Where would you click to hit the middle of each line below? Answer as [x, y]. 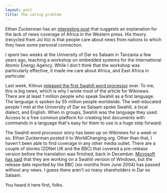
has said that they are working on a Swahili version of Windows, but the [79, 159]
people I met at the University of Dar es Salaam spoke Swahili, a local [76, 107]
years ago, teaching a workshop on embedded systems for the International [83, 60]
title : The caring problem [33, 15]
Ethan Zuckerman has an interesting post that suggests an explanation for [81, 29]
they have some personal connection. [44, 45]
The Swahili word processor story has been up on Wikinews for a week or [81, 132]
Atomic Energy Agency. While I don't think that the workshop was [72, 65]
